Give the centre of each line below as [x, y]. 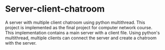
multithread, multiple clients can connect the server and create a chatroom [81, 38]
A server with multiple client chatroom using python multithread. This [75, 22]
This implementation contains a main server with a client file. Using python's [82, 33]
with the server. [21, 43]
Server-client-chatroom [55, 9]
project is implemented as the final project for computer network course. [79, 27]
